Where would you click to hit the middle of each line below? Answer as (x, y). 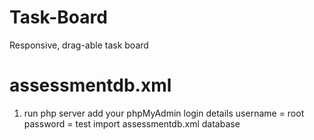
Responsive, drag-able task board (79, 45)
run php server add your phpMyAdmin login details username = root (164, 113)
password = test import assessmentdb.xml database (132, 123)
